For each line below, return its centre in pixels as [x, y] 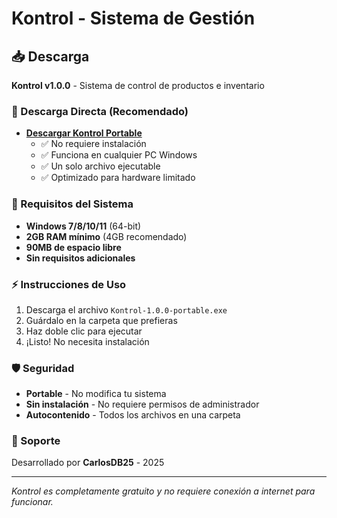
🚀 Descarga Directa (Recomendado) [100, 111]
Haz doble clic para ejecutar [84, 331]
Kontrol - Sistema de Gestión [133, 18]
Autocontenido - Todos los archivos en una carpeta [133, 415]
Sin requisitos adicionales [80, 258]
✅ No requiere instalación [93, 144]
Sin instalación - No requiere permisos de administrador [142, 404]
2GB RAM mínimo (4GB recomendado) [106, 236]
